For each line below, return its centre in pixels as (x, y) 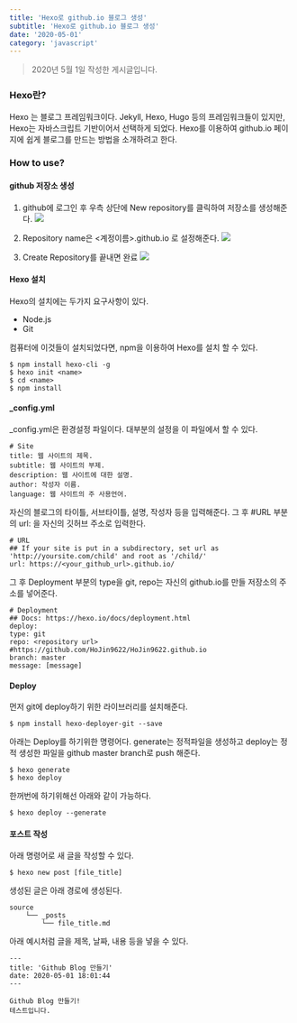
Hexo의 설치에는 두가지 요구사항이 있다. (79, 301)
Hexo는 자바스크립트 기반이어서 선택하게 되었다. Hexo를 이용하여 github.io (141, 128)
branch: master (38, 658)
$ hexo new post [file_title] (66, 873)
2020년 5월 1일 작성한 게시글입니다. (94, 69)
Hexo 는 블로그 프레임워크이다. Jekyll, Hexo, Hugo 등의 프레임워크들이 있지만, (147, 116)
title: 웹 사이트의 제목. (51, 456)
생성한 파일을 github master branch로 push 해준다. (109, 753)
